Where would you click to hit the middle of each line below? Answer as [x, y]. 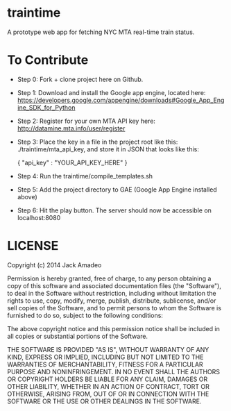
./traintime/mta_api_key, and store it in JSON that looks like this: [108, 149]
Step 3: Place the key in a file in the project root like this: [97, 142]
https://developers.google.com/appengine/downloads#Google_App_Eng [121, 100]
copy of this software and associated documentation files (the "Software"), [114, 285]
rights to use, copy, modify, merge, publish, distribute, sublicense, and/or [112, 301]
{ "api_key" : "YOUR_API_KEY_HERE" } [72, 162]
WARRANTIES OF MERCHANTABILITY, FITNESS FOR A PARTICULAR [105, 364]
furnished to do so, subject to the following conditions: [85, 315]
